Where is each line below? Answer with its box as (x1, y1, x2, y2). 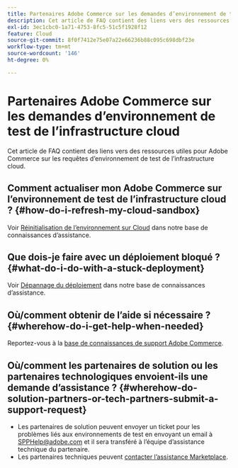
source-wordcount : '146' (7, 50, 81, 57)
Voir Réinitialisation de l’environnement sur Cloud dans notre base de (7, 223, 208, 232)
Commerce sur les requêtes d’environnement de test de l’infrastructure (7, 154, 215, 163)
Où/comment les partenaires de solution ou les (7, 359, 218, 372)
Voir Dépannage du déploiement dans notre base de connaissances (7, 281, 205, 290)
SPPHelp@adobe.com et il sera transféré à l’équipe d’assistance (17, 437, 205, 446)
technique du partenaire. (17, 445, 90, 453)
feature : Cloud (7, 30, 52, 38)
